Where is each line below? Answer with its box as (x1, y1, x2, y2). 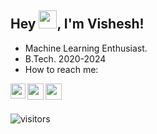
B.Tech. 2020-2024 (24, 52, 107, 65)
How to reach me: (24, 63, 99, 75)
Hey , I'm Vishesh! (10, 16, 145, 33)
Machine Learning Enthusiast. (24, 42, 148, 54)
